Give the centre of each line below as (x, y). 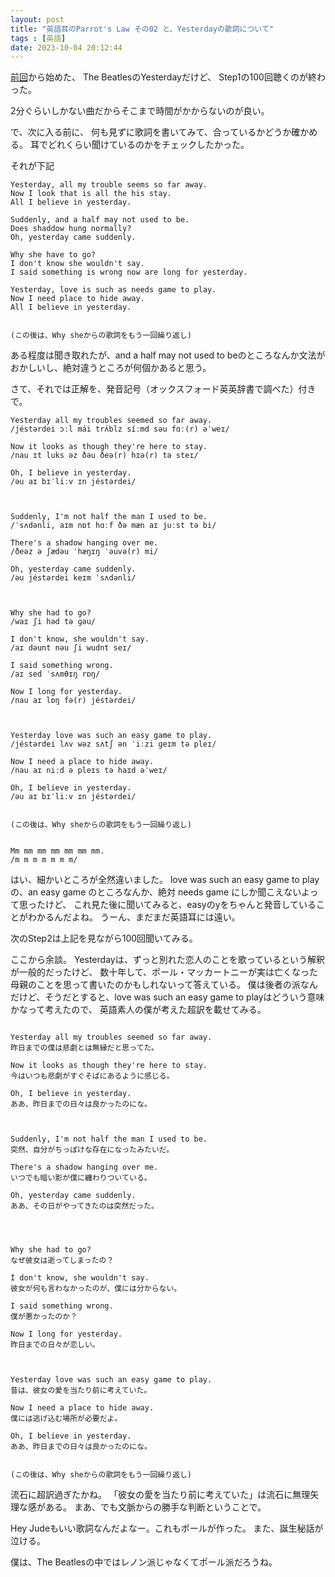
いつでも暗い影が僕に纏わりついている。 (81, 1178)
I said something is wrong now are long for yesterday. (129, 272)
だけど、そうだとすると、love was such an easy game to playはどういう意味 (167, 997)
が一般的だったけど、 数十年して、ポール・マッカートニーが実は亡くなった (164, 972)
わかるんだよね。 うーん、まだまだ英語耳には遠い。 (134, 917)
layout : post (37, 19)
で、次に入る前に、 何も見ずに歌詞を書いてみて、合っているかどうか (151, 132)
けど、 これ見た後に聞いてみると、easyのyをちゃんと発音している (180, 905)
